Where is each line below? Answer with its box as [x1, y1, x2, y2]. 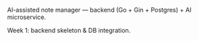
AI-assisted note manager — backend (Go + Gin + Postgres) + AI [7, 6, 192, 14]
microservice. [7, 13, 46, 21]
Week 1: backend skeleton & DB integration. [7, 27, 131, 34]
